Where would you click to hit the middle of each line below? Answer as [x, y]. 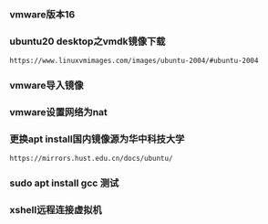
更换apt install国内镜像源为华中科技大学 [97, 139]
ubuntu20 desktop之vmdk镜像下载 [88, 41]
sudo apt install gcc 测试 [64, 183]
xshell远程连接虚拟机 [56, 210]
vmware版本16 [42, 14]
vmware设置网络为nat [58, 112]
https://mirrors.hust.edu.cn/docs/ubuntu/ [91, 159]
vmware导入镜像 [46, 86]
